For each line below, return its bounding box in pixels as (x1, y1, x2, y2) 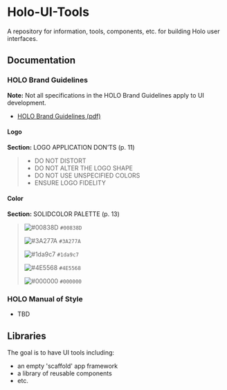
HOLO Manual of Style (7, 294, 83, 303)
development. (7, 98, 46, 107)
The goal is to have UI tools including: (7, 348, 115, 357)
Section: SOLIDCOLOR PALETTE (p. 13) (7, 210, 120, 218)
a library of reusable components (17, 369, 112, 378)
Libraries (7, 330, 46, 342)
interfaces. (7, 34, 38, 42)
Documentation (7, 55, 76, 67)
